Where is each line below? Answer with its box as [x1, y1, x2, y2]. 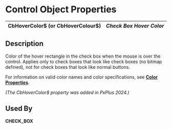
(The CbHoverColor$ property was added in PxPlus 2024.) [5, 89, 130, 96]
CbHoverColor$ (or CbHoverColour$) [8, 22, 101, 29]
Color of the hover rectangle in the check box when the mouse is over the [5, 53, 161, 59]
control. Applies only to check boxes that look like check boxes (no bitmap [5, 58, 162, 65]
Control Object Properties [5, 4, 117, 15]
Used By [5, 104, 33, 113]
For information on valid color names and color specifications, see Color [5, 73, 158, 80]
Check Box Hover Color [105, 22, 164, 29]
